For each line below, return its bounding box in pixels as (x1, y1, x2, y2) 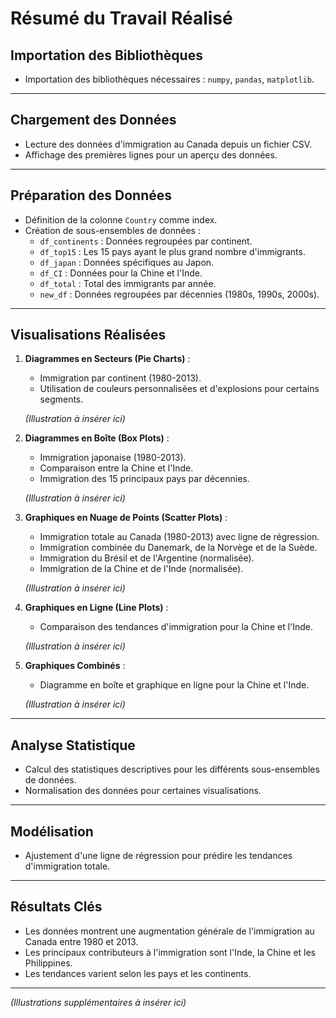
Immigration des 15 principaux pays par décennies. (39, 473, 250, 485)
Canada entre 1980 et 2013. (24, 935, 139, 947)
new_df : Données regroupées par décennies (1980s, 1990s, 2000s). (39, 288, 320, 300)
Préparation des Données (10, 187, 173, 204)
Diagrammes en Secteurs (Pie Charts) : (24, 353, 191, 365)
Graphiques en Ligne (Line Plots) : (24, 602, 169, 614)
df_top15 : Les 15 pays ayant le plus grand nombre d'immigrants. (39, 245, 306, 257)
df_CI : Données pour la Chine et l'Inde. (39, 267, 203, 279)
